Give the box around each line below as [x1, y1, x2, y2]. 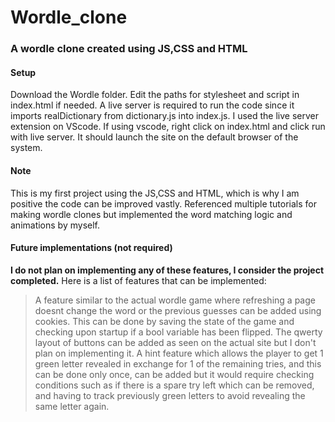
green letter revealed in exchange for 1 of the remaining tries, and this [34, 357, 322, 370]
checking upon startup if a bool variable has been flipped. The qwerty [34, 326, 323, 338]
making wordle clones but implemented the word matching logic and [10, 208, 293, 220]
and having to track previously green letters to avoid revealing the [34, 389, 306, 401]
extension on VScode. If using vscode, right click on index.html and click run [10, 121, 326, 133]
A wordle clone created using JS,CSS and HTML [10, 42, 248, 56]
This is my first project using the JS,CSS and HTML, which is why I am [10, 187, 300, 199]
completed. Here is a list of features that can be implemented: [10, 274, 267, 286]
